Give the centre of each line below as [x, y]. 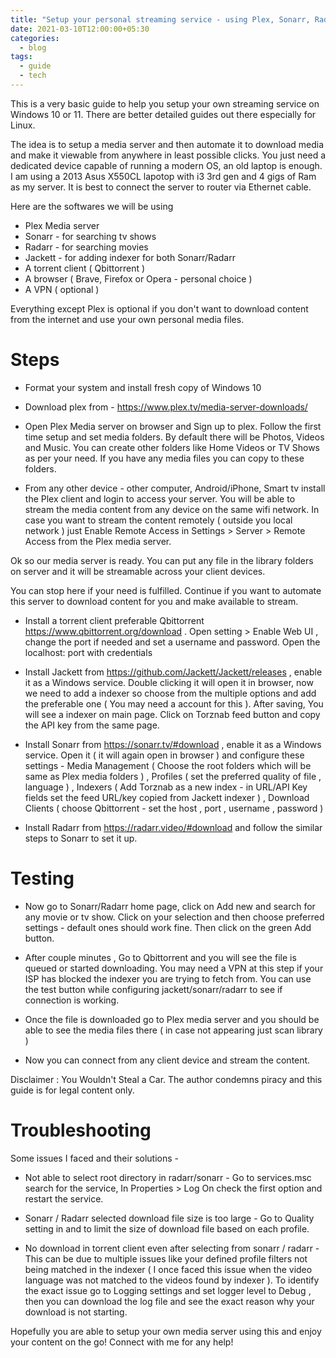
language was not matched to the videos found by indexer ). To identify [172, 1280]
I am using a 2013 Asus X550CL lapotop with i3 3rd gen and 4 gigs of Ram [163, 176]
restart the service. [64, 1198]
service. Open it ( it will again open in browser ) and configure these [164, 755]
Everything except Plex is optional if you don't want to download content [159, 308]
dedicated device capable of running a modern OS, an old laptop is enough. [166, 165]
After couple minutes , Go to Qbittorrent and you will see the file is [160, 957]
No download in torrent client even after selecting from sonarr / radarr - [172, 1248]
